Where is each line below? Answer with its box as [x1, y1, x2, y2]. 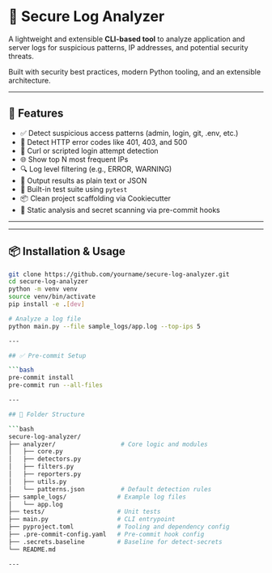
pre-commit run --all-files [8, 381, 104, 389]
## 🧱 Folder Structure [8, 410, 85, 418]
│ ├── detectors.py [8, 455, 82, 464]
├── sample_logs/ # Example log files [8, 493, 186, 501]
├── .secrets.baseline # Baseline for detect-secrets [8, 537, 223, 545]
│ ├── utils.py [8, 477, 67, 486]
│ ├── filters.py [8, 463, 74, 471]
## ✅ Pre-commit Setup [8, 351, 87, 359]
